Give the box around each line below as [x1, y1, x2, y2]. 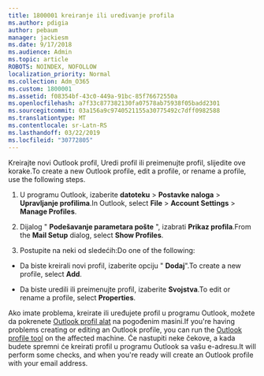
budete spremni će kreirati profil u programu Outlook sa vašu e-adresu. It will [8, 341, 256, 351]
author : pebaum [8, 26, 58, 34]
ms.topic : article [8, 56, 69, 64]
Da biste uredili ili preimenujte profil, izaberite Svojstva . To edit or [19, 285, 231, 294]
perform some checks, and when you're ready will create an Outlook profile [8, 350, 254, 359]
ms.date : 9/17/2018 [8, 41, 73, 49]
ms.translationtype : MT [8, 114, 87, 122]
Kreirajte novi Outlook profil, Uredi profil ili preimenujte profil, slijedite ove [8, 158, 246, 167]
